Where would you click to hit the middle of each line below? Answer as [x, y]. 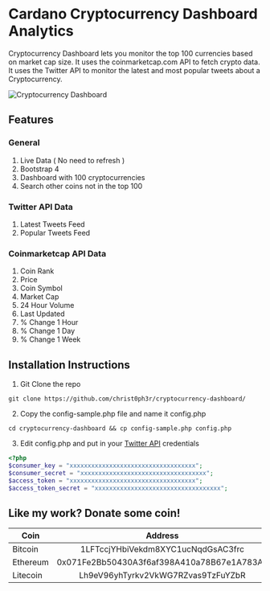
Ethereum [31, 562]
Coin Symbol [41, 288]
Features [31, 120]
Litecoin [27, 576]
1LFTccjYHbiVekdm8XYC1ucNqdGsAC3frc [162, 549]
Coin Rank [37, 271]
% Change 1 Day [47, 331]
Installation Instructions [70, 365]
